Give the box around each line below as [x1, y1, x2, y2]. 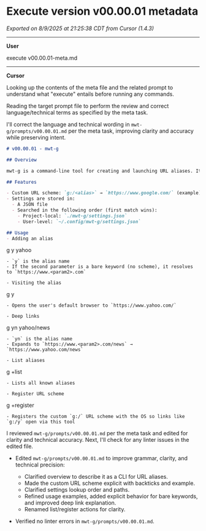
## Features [6, 179, 37, 185]
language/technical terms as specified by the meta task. [6, 109, 148, 116]
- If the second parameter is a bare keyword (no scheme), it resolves [6, 264, 193, 270]
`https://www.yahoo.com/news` [6, 347, 84, 353]
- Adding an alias [6, 235, 53, 242]
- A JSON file [12, 202, 48, 208]
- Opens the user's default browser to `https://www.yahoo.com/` [6, 302, 177, 309]
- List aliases [6, 358, 45, 364]
